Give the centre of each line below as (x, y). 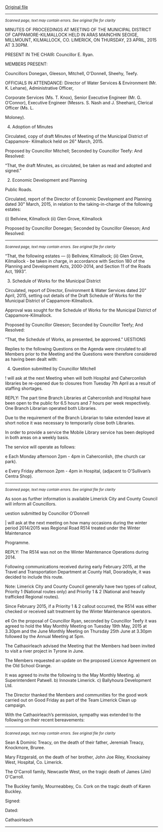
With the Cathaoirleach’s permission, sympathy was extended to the (73, 715)
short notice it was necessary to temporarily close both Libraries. (70, 423)
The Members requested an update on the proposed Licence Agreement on (81, 660)
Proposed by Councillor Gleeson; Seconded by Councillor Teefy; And (74, 325)
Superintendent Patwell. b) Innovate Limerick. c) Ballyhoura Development (78, 680)
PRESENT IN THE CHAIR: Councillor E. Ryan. (49, 55)
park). (11, 462)
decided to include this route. (34, 577)
